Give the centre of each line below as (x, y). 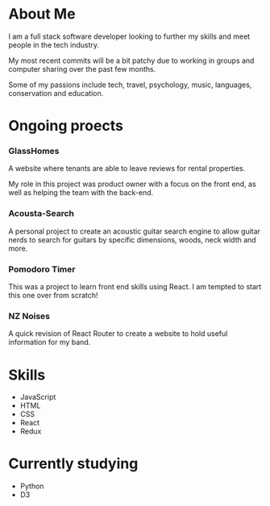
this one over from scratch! (53, 296)
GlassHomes (34, 151)
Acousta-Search (42, 214)
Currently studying (73, 464)
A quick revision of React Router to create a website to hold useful (118, 334)
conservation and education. (56, 93)
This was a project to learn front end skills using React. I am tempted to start (135, 287)
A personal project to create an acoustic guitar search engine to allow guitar (134, 231)
